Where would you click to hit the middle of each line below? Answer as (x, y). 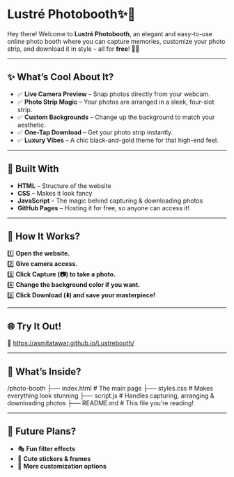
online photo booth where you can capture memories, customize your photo (116, 41)
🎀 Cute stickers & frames (54, 458)
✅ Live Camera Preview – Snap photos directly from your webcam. (114, 94)
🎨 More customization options (62, 466)
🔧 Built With (33, 169)
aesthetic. (32, 125)
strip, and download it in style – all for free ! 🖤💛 (73, 49)
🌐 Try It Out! (34, 326)
